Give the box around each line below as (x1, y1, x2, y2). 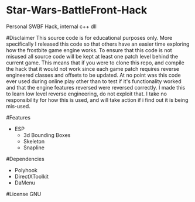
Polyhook (14, 166, 38, 173)
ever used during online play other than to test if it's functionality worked (6, 77, 182, 85)
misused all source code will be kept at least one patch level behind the (6, 53, 179, 60)
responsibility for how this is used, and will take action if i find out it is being (6, 96, 189, 103)
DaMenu (14, 179, 36, 186)
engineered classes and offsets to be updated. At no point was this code (6, 71, 181, 78)
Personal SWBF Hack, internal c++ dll (6, 23, 97, 30)
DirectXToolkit (14, 173, 49, 180)
